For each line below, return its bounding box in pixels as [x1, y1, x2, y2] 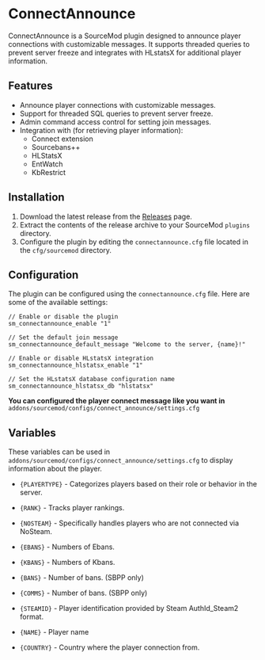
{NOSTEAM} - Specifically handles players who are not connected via [19, 518, 240, 528]
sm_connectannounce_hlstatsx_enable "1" [8, 361, 144, 369]
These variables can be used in [8, 447, 111, 456]
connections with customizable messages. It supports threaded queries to [8, 39, 251, 48]
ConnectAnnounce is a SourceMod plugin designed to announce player [8, 31, 241, 40]
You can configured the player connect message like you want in [8, 396, 225, 406]
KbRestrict [31, 167, 66, 177]
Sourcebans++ [31, 142, 81, 151]
